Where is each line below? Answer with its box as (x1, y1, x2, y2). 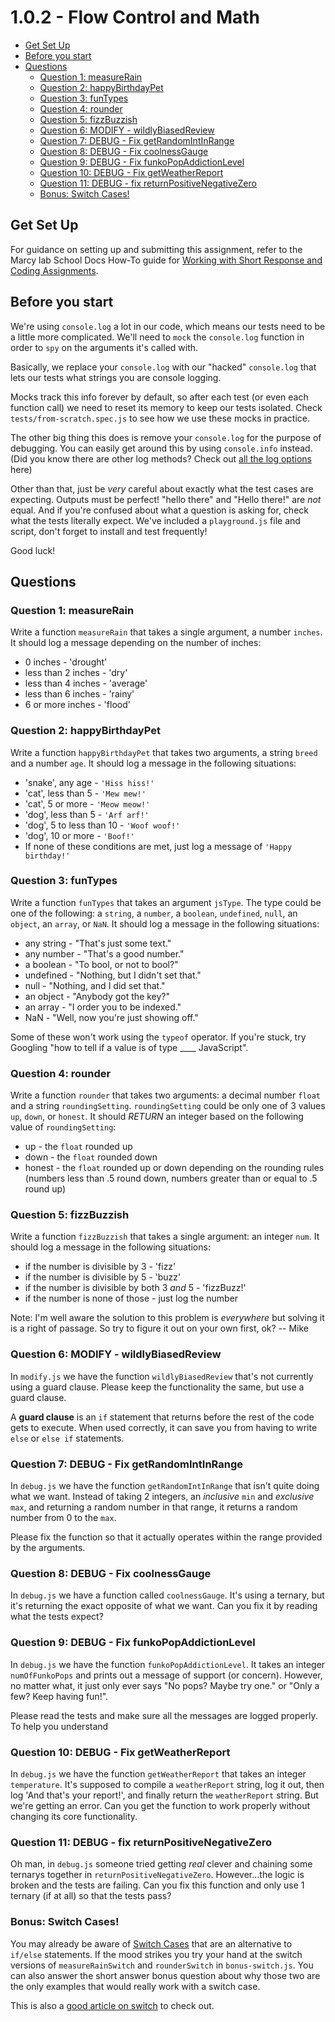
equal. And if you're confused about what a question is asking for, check (10, 504, 309, 516)
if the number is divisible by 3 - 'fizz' (24, 1261, 177, 1273)
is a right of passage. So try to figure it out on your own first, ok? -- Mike (10, 1322, 310, 1335)
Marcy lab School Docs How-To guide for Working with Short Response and (10, 254, 323, 266)
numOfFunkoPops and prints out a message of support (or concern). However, (10, 1669, 323, 1681)
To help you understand (10, 1720, 109, 1732)
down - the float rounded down (24, 1151, 158, 1163)
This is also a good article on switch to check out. (10, 1999, 215, 2011)
